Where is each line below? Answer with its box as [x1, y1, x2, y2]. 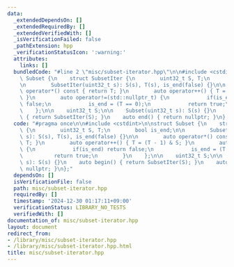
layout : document [7, 223, 58, 230]
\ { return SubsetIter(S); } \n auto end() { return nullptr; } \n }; [19, 113, 229, 120]
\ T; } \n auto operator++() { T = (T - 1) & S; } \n [19, 140, 195, 147]
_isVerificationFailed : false [13, 36, 101, 43]
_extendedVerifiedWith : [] [13, 29, 92, 37]
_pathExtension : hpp [13, 42, 73, 49]
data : [7, 10, 23, 17]
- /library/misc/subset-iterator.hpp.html [7, 243, 132, 250]
